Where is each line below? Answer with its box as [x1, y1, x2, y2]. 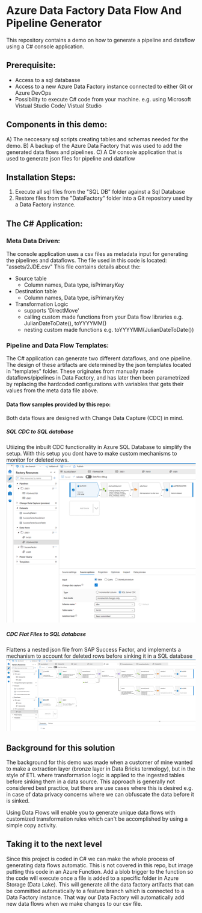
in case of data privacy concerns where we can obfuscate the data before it [6, 791, 194, 798]
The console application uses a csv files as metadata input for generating [6, 250, 188, 258]
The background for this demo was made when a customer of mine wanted [6, 759, 193, 766]
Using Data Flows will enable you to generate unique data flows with [6, 809, 176, 816]
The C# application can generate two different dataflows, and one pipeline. [6, 355, 192, 362]
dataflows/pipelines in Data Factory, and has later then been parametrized [6, 374, 190, 381]
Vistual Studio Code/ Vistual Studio [14, 102, 102, 109]
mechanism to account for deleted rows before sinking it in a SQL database [6, 652, 193, 660]
